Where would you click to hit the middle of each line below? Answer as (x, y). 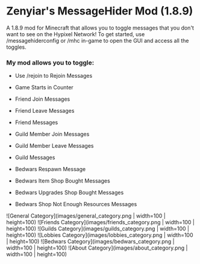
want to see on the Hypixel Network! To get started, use (76, 34)
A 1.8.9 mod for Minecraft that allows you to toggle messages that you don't (100, 28)
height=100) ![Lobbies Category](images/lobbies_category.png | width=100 (100, 235)
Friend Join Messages (42, 99)
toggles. (16, 47)
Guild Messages (35, 157)
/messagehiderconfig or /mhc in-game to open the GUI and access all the (98, 40)
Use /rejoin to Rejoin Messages (54, 76)
